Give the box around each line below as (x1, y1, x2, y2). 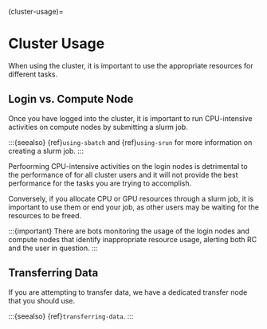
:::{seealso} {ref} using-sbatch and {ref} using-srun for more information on (8, 137, 253, 147)
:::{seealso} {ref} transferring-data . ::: (8, 311, 134, 321)
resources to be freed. (8, 210, 82, 220)
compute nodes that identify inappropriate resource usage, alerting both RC (8, 234, 257, 244)
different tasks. (8, 69, 58, 79)
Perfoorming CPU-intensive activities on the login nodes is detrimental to (8, 161, 249, 170)
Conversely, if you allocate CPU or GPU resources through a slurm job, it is (8, 194, 253, 203)
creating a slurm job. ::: (8, 146, 84, 155)
